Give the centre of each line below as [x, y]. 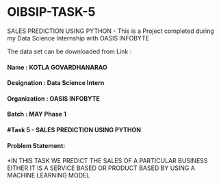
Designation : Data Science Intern [56, 83]
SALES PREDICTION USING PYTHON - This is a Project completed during [110, 31]
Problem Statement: [36, 145]
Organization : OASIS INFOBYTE [54, 98]
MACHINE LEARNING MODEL [49, 175]
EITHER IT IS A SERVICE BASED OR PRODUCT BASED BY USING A [101, 168]
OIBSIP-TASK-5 [51, 12]
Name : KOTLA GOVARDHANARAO [57, 67]
